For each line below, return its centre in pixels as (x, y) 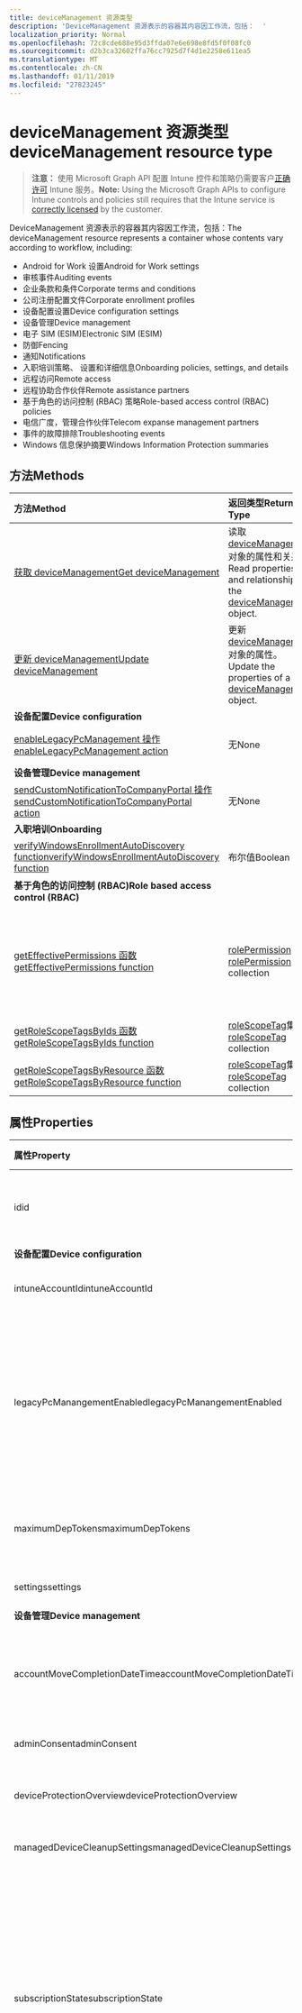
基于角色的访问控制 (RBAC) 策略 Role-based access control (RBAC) (146, 401)
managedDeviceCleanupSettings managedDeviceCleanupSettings (153, 1847)
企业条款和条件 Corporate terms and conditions (109, 288)
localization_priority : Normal (68, 34)
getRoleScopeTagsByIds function (84, 1043)
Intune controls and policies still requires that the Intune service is (153, 199)
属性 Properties (51, 1122)
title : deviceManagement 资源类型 (71, 18)
